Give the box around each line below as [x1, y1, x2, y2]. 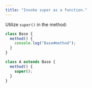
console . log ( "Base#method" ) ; [14, 41, 76, 46]
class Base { [5, 31, 33, 36]
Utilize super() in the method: [5, 21, 67, 27]
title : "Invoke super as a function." [5, 7, 87, 13]
